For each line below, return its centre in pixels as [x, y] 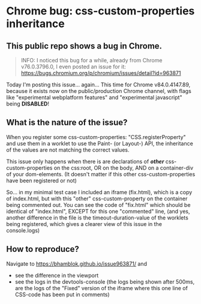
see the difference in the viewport [57, 275]
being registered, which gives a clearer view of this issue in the [84, 224]
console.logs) [23, 230]
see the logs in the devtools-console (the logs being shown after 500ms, [105, 282]
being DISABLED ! [28, 104]
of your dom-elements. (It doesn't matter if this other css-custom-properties [101, 174]
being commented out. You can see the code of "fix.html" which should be [98, 204]
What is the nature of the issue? [67, 123]
